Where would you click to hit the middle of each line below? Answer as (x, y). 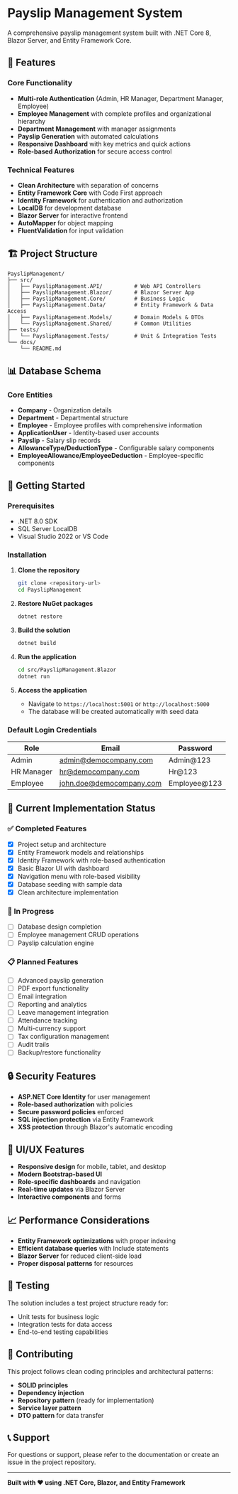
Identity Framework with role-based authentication (91, 860)
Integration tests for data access (65, 1324)
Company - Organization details (64, 410)
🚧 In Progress (31, 911)
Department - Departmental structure (73, 418)
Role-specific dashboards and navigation (79, 1182)
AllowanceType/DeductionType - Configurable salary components (116, 448)
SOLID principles (43, 1385)
